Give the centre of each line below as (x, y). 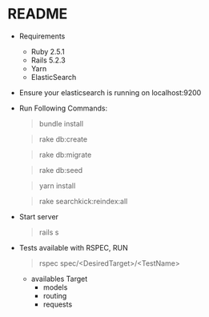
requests (58, 304)
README (38, 14)
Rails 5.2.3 (48, 60)
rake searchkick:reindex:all (83, 201)
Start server (39, 216)
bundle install (61, 123)
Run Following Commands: (63, 108)
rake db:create (63, 139)
